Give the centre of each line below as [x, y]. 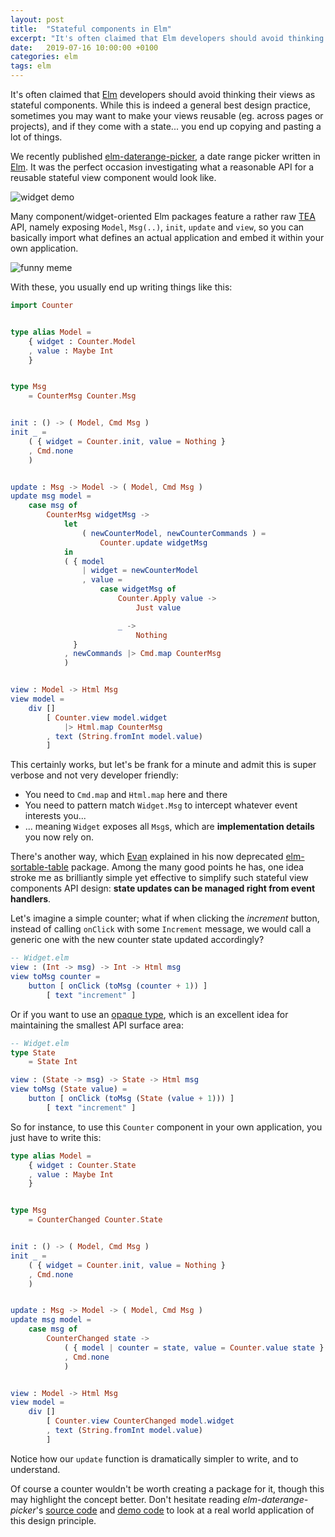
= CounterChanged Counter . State [95, 1220]
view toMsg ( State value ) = [69, 1089]
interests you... [55, 816]
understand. [35, 1469]
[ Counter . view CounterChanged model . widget [140, 1421]
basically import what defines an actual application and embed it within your [167, 237]
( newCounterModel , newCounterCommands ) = [174, 533]
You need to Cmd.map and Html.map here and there [126, 795]
